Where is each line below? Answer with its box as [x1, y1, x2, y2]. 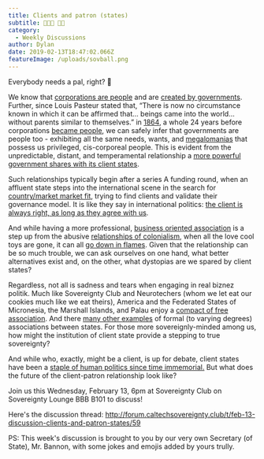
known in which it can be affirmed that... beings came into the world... [8, 109, 235, 118]
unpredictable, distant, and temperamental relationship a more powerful [8, 150, 242, 160]
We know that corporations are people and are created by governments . [8, 92, 243, 102]
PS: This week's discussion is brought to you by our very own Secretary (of [8, 433, 253, 442]
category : [8, 26, 41, 34]
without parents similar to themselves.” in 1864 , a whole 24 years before [8, 117, 243, 127]
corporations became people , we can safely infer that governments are [8, 125, 240, 135]
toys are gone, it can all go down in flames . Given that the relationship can [8, 239, 248, 249]
